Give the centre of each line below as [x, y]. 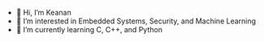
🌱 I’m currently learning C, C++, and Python [89, 29]
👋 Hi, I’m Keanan [43, 13]
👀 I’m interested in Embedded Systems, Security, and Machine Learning [136, 21]
